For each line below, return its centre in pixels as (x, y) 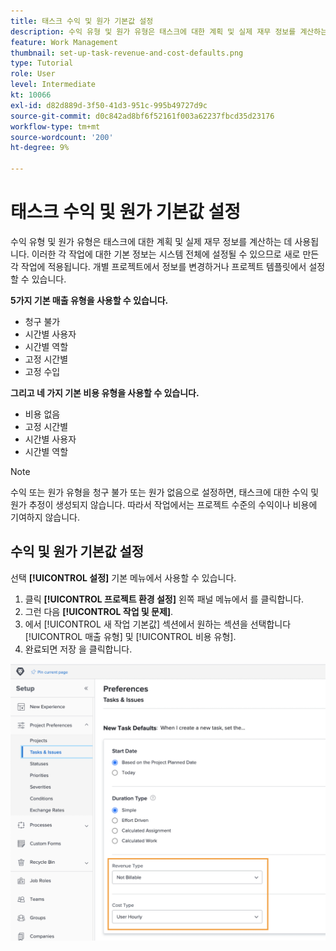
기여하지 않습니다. (45, 517)
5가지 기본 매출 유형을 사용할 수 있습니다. (89, 300)
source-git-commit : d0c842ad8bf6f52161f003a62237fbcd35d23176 (142, 116)
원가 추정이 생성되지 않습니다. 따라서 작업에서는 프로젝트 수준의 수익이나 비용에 (164, 504)
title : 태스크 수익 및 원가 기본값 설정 (82, 21)
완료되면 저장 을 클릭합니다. (78, 649)
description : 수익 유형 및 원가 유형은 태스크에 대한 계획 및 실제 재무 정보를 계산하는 (169, 31)
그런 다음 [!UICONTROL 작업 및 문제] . (99, 611)
